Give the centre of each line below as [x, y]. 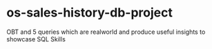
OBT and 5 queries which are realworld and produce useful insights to [106, 32]
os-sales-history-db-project [90, 13]
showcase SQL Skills [36, 39]
